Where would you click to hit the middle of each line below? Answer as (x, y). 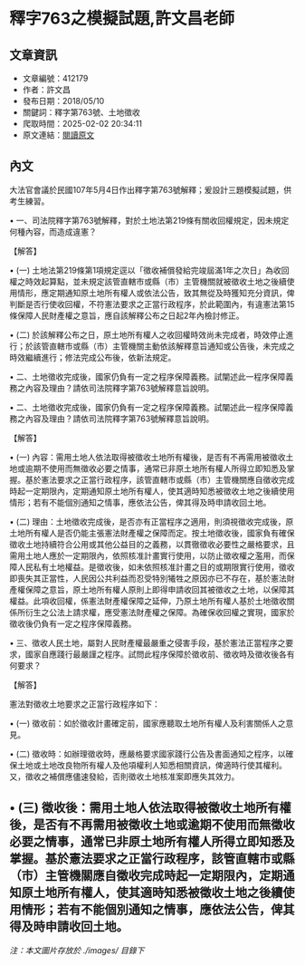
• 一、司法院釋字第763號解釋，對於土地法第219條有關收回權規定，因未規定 (149, 220)
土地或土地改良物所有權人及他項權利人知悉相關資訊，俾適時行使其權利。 (152, 765)
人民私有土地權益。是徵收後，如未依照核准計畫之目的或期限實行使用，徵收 (156, 566)
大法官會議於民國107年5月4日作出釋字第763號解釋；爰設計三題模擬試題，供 (151, 189)
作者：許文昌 (46, 90)
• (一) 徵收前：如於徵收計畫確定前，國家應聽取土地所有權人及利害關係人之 (148, 723)
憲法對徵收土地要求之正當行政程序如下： (85, 704)
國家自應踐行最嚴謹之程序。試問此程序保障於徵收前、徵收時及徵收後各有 (160, 654)
